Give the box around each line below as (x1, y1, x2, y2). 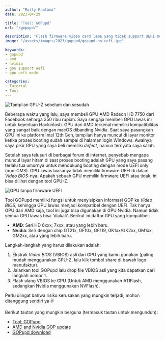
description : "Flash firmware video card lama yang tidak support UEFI (5, 34, 155, 39)
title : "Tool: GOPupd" (5, 21, 52, 26)
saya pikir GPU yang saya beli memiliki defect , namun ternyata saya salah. (5, 142, 155, 148)
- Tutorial (5, 84, 27, 89)
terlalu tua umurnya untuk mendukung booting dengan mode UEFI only (5, 162, 149, 168)
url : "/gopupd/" (5, 25, 38, 30)
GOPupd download (12, 329, 51, 335)
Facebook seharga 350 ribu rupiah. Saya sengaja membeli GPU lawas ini (5, 116, 152, 122)
